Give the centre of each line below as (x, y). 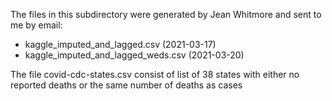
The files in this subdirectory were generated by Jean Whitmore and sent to (166, 14)
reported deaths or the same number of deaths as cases (126, 85)
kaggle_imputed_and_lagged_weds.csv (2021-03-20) (134, 55)
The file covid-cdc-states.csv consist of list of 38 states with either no (155, 74)
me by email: (36, 25)
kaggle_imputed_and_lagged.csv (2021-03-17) (120, 44)
